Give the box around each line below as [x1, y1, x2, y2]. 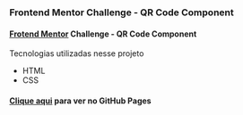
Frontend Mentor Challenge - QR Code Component [9, 6, 235, 19]
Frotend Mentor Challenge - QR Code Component [9, 29, 197, 39]
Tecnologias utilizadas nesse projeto [9, 48, 144, 59]
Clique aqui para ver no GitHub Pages [9, 95, 152, 106]
